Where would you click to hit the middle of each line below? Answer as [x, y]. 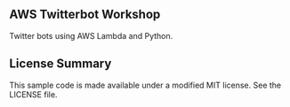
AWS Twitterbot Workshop [85, 15]
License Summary [60, 64]
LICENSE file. [33, 94]
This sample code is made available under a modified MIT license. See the [145, 85]
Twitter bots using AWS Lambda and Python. [91, 35]
